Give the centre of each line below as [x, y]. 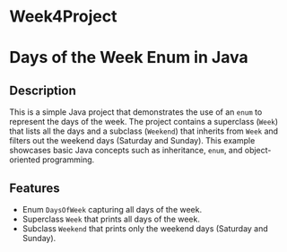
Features [35, 188]
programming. [68, 160]
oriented [25, 160]
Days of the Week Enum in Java [129, 58]
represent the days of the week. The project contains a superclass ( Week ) [144, 122]
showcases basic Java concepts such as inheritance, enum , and [126, 151]
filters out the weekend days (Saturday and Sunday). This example [132, 141]
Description [43, 90]
